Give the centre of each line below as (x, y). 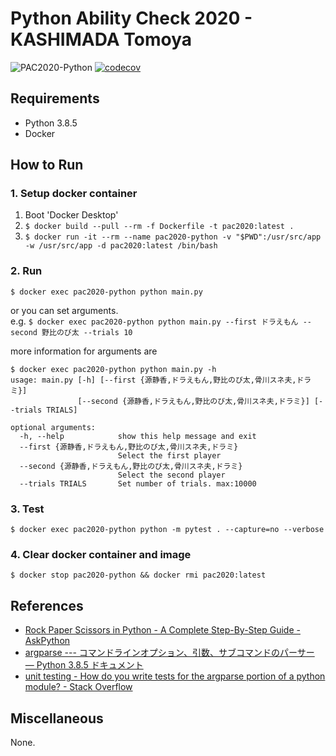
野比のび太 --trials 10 (87, 332)
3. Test (27, 509)
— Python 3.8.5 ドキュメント (84, 665)
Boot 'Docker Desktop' (71, 215)
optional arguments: (53, 427)
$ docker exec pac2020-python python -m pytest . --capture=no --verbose (167, 530)
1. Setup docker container (74, 194)
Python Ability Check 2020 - (131, 18)
